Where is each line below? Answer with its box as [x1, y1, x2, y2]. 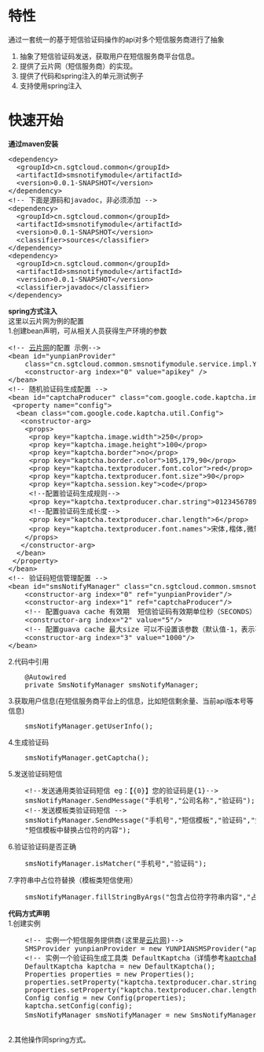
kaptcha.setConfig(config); [24, 1001, 133, 1010]
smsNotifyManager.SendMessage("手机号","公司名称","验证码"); [24, 796, 255, 805]
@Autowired [24, 672, 67, 681]
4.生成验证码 [8, 737, 49, 746]
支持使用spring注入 [19, 80, 82, 91]
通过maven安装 [8, 139, 59, 148]
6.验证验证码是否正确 [8, 842, 77, 851]
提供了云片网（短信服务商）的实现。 [19, 61, 137, 71]
